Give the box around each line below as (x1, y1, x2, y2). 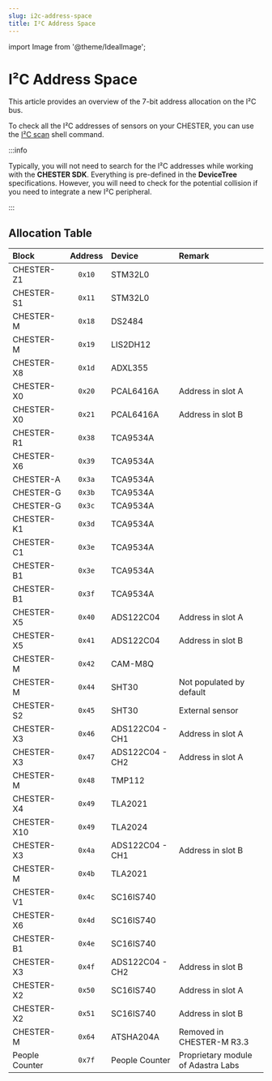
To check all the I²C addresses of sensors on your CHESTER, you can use (8, 121, 254, 131)
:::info (8, 145, 28, 155)
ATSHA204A (110, 1032, 160, 1043)
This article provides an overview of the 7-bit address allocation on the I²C (8, 97, 257, 106)
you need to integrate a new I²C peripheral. (8, 187, 152, 197)
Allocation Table (8, 226, 93, 240)
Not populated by (178, 676, 245, 688)
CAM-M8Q (110, 658, 155, 670)
